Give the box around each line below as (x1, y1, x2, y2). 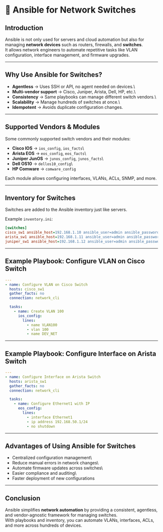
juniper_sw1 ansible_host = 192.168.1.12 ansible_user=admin (5, 239, 127, 244)
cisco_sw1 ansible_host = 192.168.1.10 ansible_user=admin (5, 230, 123, 235)
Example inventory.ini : (5, 216, 53, 222)
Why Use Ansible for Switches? (5, 70, 102, 79)
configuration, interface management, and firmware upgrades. (5, 52, 130, 58)
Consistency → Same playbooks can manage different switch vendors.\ (12, 94, 157, 100)
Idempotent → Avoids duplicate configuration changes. (12, 104, 123, 110)
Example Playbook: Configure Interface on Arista (5, 349, 156, 358)
